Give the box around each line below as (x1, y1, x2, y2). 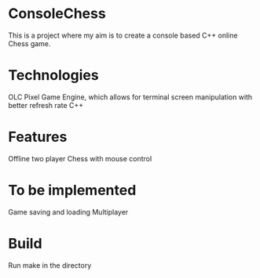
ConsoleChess (8, 5, 106, 23)
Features (8, 128, 68, 146)
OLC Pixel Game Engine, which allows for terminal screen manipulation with (8, 92, 253, 102)
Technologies (8, 67, 100, 85)
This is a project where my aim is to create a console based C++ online (8, 31, 238, 40)
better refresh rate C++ (8, 100, 84, 110)
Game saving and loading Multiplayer (8, 207, 129, 216)
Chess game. (8, 38, 51, 48)
